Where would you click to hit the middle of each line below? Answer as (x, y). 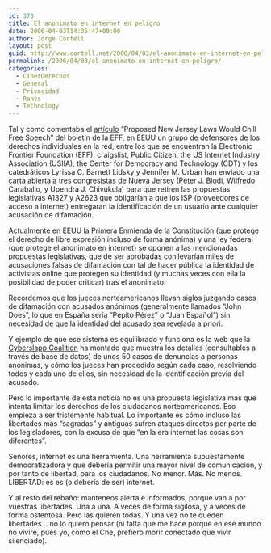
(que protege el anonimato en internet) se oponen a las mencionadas (123, 248)
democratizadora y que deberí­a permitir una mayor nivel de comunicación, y (135, 465)
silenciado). (27, 541)
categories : (28, 69)
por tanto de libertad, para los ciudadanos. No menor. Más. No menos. (125, 474)
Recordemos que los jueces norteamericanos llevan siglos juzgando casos (132, 298)
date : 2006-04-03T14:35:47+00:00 (65, 31)
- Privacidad (38, 91)
